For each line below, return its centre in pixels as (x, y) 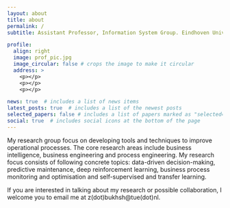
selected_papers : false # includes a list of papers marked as (99, 115)
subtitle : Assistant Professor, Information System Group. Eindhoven (108, 32)
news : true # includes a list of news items (73, 102)
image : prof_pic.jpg (42, 58)
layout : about (27, 13)
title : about (26, 20)
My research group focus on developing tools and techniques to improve (110, 140)
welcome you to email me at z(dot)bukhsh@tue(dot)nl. (84, 197)
